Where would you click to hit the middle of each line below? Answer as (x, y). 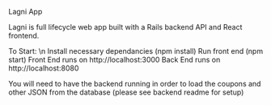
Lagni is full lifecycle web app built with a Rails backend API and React (125, 27)
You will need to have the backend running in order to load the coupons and (135, 84)
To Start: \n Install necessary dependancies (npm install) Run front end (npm (136, 51)
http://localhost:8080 (44, 68)
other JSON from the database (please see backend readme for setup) (126, 92)
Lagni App (25, 12)
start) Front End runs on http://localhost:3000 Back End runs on (114, 60)
